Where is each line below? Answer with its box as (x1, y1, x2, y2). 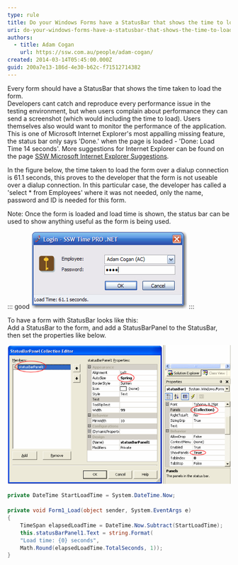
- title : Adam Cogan (13, 41, 74, 49)
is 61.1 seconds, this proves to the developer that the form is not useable (7, 173, 218, 181)
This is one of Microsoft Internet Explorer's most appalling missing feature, (7, 129, 225, 138)
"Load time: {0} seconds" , (20, 537, 100, 544)
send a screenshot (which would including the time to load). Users (7, 114, 201, 123)
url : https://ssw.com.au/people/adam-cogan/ (20, 49, 154, 56)
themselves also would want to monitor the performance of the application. (7, 121, 227, 130)
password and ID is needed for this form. (7, 196, 127, 204)
